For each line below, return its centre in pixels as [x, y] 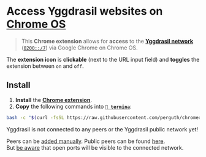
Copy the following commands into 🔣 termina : [73, 106]
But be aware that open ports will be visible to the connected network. [95, 147]
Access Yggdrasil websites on [85, 11]
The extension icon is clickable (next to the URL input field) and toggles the [103, 59]
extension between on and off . [45, 66]
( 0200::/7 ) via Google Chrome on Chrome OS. [79, 48]
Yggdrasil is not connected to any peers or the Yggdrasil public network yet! [102, 129]
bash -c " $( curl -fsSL [35, 117]
